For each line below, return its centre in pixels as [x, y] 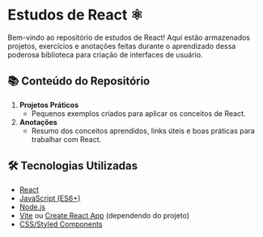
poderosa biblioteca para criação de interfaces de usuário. [105, 54]
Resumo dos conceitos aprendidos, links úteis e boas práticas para [143, 131]
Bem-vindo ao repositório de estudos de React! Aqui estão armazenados [129, 37]
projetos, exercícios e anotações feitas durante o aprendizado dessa [122, 45]
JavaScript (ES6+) [50, 198]
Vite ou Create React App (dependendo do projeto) [104, 215]
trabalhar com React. [66, 139]
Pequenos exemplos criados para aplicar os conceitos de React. [138, 113]
